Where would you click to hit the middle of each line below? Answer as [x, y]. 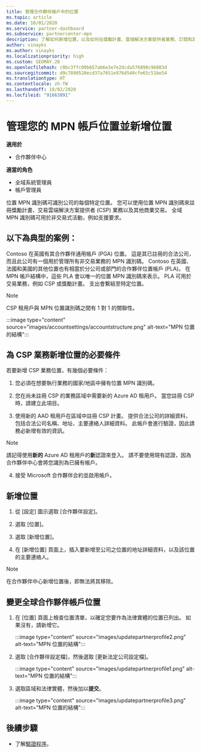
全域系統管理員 [33, 182]
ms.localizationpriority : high [45, 56]
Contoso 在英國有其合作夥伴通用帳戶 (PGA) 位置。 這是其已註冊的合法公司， [100, 253]
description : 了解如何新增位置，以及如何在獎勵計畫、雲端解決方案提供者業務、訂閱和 [99, 39]
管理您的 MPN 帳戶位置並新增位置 [89, 126]
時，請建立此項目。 [39, 403]
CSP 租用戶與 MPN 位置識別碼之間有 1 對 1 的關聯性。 [72, 308]
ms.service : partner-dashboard [45, 28]
